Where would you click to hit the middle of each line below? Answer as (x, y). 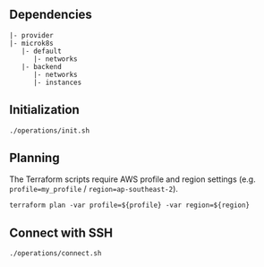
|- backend (42, 66)
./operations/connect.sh (55, 254)
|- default (42, 51)
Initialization (45, 110)
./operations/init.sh (50, 130)
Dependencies (51, 15)
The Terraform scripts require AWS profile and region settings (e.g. (133, 179)
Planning (34, 158)
